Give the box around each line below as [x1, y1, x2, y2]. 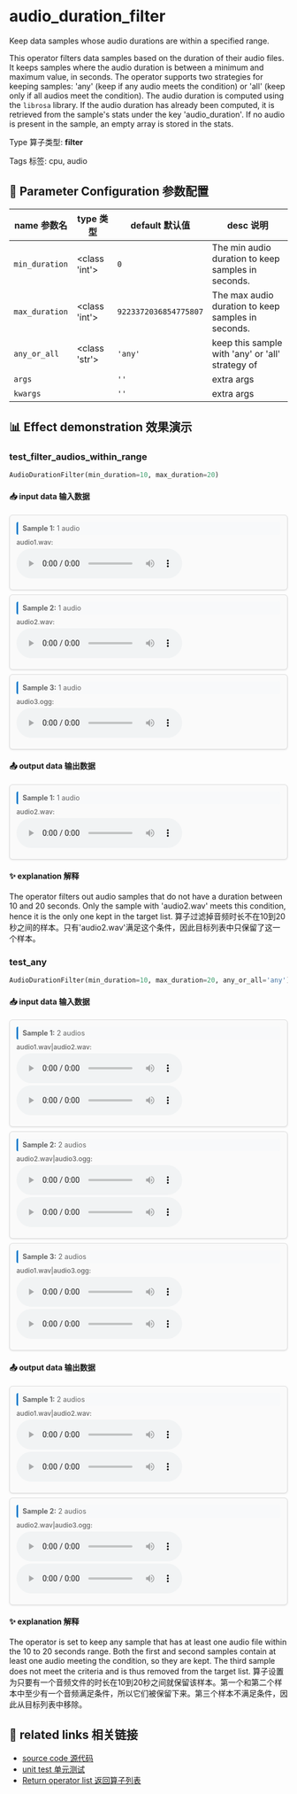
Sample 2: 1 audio [22, 603, 82, 613]
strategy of [211, 359, 258, 371]
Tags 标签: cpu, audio [9, 155, 88, 166]
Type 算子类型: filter [9, 136, 84, 147]
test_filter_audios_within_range [9, 451, 148, 463]
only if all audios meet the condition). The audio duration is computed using [9, 90, 285, 101]
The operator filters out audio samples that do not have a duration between [9, 891, 283, 901]
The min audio [211, 241, 271, 253]
